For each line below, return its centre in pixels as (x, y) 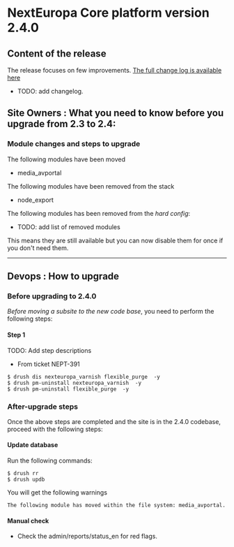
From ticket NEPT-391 (48, 364)
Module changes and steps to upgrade (74, 144)
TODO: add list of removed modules (69, 227)
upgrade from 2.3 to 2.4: (62, 124)
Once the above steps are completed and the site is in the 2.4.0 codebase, (114, 421)
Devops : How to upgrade (63, 276)
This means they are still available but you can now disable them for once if (115, 240)
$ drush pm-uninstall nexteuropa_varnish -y (74, 383)
